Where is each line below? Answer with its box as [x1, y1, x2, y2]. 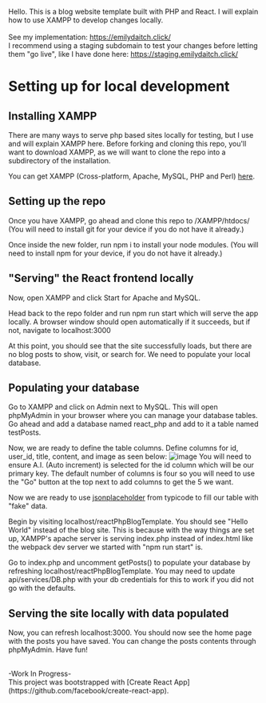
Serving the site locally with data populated [8, 606, 229, 620]
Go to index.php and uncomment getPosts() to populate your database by [8, 558, 251, 568]
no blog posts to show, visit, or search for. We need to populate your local [8, 349, 251, 359]
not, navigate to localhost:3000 [8, 325, 112, 335]
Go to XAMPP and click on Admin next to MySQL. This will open [8, 402, 218, 412]
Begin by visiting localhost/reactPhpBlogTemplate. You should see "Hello [8, 516, 248, 527]
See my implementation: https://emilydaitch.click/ [8, 32, 172, 42]
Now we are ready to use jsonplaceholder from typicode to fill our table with [8, 492, 259, 503]
